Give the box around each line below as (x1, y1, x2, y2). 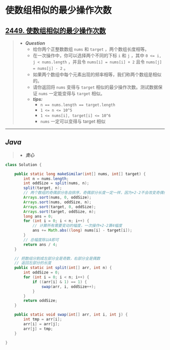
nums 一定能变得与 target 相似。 (38, 91, 105, 96)
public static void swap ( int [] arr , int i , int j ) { (14, 312, 128, 317)
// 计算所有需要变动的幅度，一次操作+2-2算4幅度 (32, 223, 122, 228)
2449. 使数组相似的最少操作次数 (5, 26, 106, 35)
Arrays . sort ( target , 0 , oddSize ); (23, 204, 96, 209)
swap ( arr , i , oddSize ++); (41, 284, 96, 289)
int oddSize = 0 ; (23, 270, 60, 275)
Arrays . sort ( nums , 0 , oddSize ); (23, 195, 92, 200)
